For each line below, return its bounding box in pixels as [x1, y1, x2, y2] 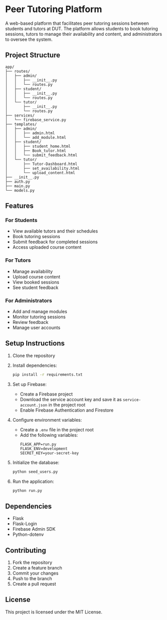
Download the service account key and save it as [20, 396, 122, 402]
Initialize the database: [12, 459, 59, 465]
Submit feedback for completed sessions [12, 239, 98, 245]
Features [5, 202, 34, 210]
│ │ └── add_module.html [5, 135, 66, 140]
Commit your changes [12, 570, 59, 576]
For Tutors [5, 257, 31, 264]
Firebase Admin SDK [12, 526, 56, 532]
